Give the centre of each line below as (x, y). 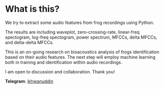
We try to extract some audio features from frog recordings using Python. (80, 22)
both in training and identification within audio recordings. (64, 62)
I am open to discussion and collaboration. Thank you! (60, 71)
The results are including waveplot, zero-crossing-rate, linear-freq (72, 32)
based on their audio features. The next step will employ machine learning (80, 57)
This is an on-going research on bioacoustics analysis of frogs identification (82, 52)
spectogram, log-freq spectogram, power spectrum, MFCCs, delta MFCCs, (81, 37)
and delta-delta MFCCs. (30, 42)
